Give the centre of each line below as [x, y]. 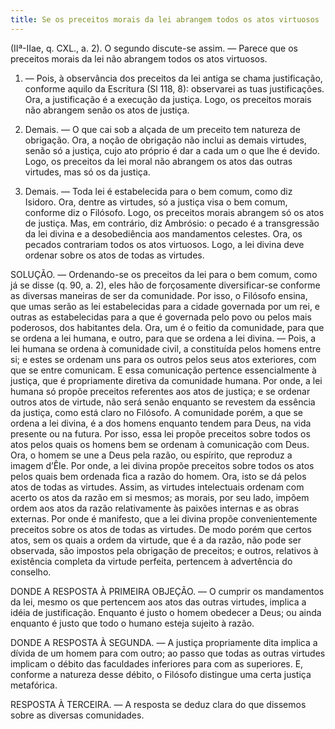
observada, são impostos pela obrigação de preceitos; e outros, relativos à [164, 550]
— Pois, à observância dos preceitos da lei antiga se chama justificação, [173, 78]
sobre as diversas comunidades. [77, 715]
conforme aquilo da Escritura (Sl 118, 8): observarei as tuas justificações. [174, 88]
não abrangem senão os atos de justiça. [107, 110]
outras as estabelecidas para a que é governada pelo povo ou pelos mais [161, 317]
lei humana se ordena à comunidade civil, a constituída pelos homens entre [166, 348]
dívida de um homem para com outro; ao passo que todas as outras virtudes [168, 653]
